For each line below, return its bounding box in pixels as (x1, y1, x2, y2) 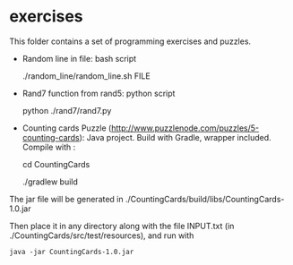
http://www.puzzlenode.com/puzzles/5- (110, 123, 260, 133)
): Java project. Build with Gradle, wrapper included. (79, 132, 271, 142)
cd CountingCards (22, 158, 90, 169)
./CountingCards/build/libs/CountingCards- (125, 193, 285, 204)
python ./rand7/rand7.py (22, 105, 112, 115)
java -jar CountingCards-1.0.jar (9, 247, 134, 256)
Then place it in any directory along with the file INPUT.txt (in (9, 220, 235, 231)
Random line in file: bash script (22, 53, 137, 64)
